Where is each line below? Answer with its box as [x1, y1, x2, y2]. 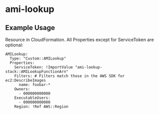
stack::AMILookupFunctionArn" [5, 69, 69, 74]
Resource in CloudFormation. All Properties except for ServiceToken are [5, 36, 154, 42]
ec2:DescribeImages [5, 78, 46, 83]
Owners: [14, 86, 30, 91]
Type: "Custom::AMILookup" [10, 56, 66, 61]
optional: [5, 42, 24, 48]
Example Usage [5, 23, 55, 32]
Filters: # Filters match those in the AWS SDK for [14, 73, 125, 78]
